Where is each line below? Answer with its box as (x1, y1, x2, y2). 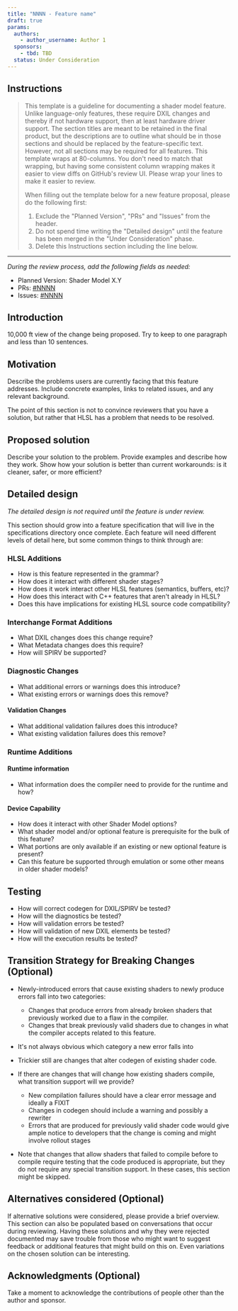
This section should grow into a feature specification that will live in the (7, 521, 215, 529)
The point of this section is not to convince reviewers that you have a (7, 406, 209, 414)
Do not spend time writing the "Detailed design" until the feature (35, 227, 223, 235)
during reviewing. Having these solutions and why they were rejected (7, 1227, 210, 1235)
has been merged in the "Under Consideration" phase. (35, 234, 195, 243)
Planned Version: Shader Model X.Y (17, 276, 122, 284)
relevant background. (7, 392, 70, 401)
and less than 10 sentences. (7, 338, 89, 346)
